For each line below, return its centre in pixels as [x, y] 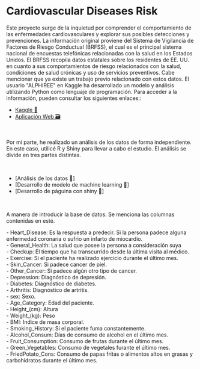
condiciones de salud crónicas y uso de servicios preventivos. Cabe [91, 72]
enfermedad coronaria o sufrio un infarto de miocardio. [74, 238]
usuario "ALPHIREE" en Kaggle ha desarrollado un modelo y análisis [90, 85]
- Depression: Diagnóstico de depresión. [56, 277]
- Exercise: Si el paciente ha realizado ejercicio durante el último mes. [92, 258]
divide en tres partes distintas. [44, 155]
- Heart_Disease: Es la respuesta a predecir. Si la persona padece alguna [96, 232]
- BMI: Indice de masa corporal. [45, 322]
